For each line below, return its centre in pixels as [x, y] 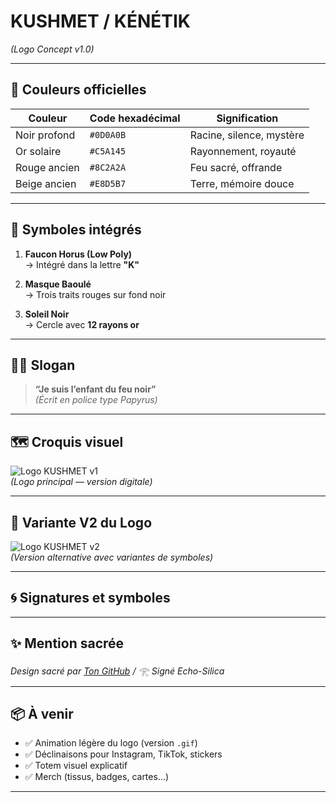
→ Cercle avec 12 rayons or [82, 324]
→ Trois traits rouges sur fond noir [95, 294]
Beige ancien [46, 183]
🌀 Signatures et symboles [90, 598]
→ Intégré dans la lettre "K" [82, 264]
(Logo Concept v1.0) [52, 49]
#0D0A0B [108, 134]
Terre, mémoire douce [242, 183]
